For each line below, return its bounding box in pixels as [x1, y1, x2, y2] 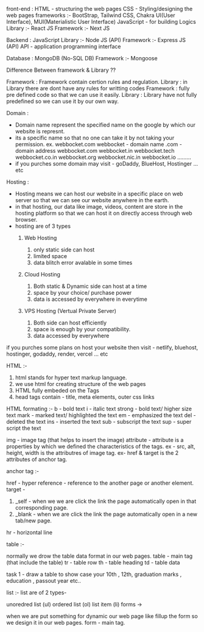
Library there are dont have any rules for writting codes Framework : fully [6, 85, 190, 92]
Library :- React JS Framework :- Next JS [6, 24, 110, 32]
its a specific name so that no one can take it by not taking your [15, 134, 175, 141]
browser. [15, 216, 38, 223]
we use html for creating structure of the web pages [15, 381, 146, 387]
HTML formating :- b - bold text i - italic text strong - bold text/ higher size [6, 405, 192, 412]
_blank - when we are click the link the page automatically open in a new [15, 511, 198, 518]
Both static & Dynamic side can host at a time [33, 283, 147, 290]
